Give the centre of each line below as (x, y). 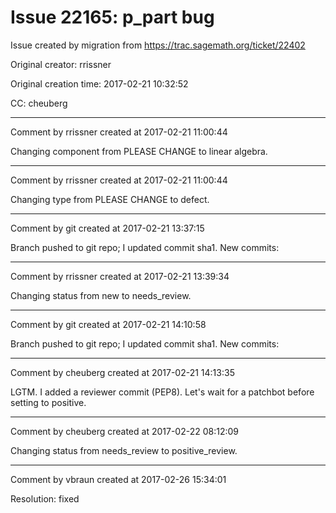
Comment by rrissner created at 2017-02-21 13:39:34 (120, 276)
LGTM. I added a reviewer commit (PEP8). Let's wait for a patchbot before (162, 392)
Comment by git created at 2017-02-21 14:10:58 (108, 324)
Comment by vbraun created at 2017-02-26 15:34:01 (118, 479)
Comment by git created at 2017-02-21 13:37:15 (107, 228)
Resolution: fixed (45, 498)
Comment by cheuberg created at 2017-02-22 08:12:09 (124, 431)
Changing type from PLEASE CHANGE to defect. (110, 199)
